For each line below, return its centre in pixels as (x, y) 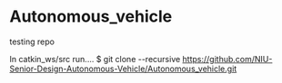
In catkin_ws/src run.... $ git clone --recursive (95, 59)
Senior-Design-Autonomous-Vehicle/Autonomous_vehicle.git (123, 69)
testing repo (32, 41)
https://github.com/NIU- (227, 59)
